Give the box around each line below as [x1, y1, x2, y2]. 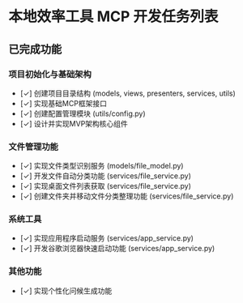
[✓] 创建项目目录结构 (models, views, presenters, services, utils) [19, 88, 237, 98]
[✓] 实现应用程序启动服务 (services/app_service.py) [19, 233, 194, 243]
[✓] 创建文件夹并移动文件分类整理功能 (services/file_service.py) [19, 191, 234, 201]
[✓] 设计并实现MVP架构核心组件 [19, 118, 128, 128]
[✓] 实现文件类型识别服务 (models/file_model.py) [19, 161, 184, 171]
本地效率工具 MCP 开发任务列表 [8, 7, 219, 26]
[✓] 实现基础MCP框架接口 [19, 98, 108, 108]
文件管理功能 [8, 141, 59, 152]
